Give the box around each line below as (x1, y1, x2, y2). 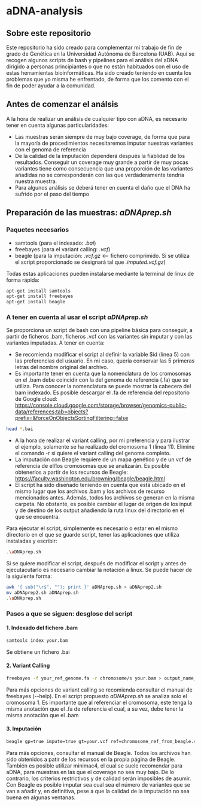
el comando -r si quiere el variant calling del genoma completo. (14, 450, 171, 457)
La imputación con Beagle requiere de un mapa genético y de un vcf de (14, 456, 191, 463)
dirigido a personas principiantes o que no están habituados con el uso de (6, 63, 189, 70)
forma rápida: (6, 276, 40, 284)
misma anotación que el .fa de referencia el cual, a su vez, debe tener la (6, 705, 184, 712)
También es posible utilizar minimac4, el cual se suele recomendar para (6, 762, 182, 769)
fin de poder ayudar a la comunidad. (6, 82, 96, 89)
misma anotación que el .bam (6, 711, 79, 718)
